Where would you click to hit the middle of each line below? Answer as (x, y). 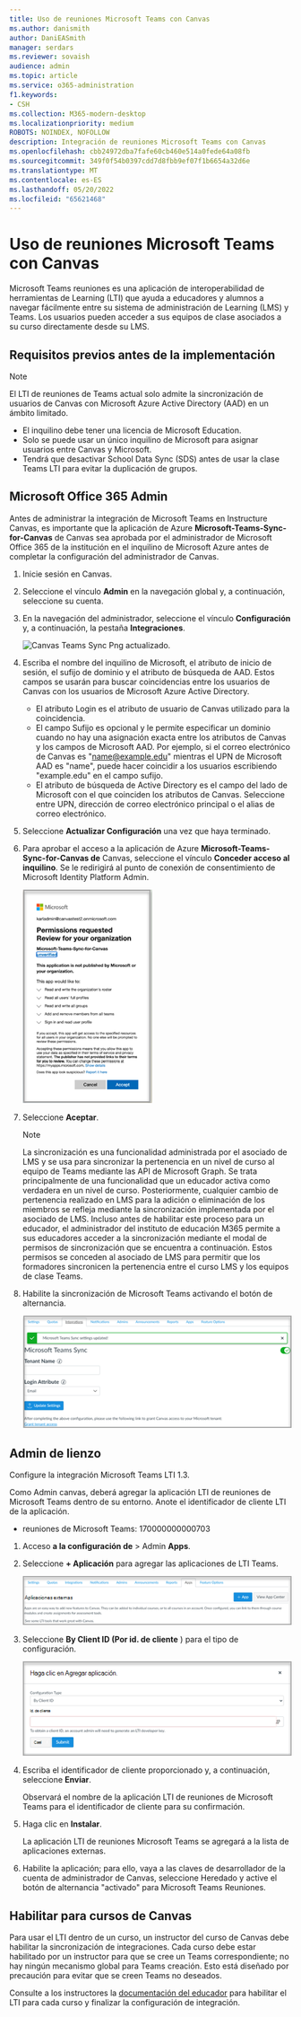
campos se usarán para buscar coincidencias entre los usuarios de (146, 682)
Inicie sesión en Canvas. (67, 574)
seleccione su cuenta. (63, 601)
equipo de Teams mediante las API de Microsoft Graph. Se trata (140, 1171)
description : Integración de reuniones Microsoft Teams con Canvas (138, 142)
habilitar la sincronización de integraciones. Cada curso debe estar (133, 1947)
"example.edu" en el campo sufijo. (99, 775)
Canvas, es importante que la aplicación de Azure (101, 528)
